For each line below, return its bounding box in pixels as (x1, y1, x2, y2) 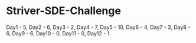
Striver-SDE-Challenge (6, 4, 121, 18)
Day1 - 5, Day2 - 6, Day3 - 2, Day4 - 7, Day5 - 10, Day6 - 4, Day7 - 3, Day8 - (6, 24, 191, 31)
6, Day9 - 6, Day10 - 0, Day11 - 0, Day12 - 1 (6, 29, 110, 37)
